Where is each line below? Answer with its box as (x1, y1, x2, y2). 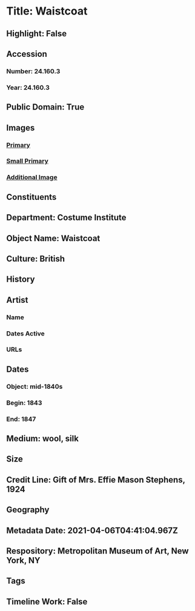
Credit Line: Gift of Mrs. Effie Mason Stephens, (6, 474, 186, 485)
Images (6, 122, 35, 133)
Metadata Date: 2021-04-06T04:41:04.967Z (6, 525, 179, 535)
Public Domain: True (6, 102, 85, 113)
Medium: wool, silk (6, 434, 79, 444)
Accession (6, 48, 47, 59)
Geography (6, 504, 50, 515)
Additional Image (6, 173, 58, 182)
